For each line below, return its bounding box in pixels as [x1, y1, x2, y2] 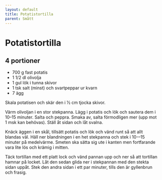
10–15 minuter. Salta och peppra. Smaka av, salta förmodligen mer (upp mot [5, 114, 157, 120]
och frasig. [5, 169, 27, 176]
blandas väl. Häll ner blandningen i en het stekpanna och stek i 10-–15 [5, 134, 145, 140]
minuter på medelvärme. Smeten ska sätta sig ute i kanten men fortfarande [5, 140, 156, 145]
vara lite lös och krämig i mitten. [5, 144, 69, 150]
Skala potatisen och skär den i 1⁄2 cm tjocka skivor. [5, 100, 106, 105]
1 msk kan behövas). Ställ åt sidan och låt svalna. [5, 120, 103, 125]
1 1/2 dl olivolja [12, 75, 41, 80]
